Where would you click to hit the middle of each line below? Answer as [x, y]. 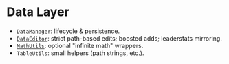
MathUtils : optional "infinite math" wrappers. [80, 45]
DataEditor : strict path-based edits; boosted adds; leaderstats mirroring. [119, 38]
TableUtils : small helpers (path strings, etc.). [80, 53]
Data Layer [38, 12]
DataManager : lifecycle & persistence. [68, 31]
